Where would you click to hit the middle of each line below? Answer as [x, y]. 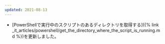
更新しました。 [44, 36]
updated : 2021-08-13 [26, 10]
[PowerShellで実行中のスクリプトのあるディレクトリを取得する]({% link [85, 24]
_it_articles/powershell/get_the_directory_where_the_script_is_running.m [86, 30]
